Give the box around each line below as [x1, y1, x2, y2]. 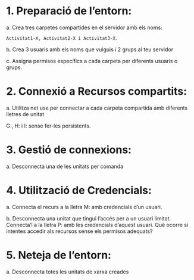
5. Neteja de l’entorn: [6, 248, 112, 262]
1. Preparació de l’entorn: [6, 4, 132, 18]
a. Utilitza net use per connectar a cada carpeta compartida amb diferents [6, 104, 188, 111]
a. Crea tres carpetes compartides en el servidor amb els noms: [6, 24, 162, 31]
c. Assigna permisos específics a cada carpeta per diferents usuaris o [6, 57, 178, 64]
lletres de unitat [6, 110, 45, 117]
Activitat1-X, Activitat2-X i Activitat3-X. [6, 35, 118, 41]
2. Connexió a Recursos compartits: [6, 85, 187, 98]
